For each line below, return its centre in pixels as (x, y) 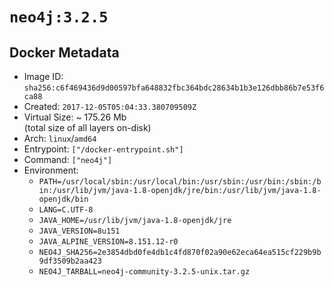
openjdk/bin (63, 199)
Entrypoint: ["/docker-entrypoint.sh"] (103, 149)
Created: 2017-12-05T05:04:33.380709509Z (110, 106)
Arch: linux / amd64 (60, 138)
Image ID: (43, 76)
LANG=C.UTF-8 (66, 210)
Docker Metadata (64, 52)
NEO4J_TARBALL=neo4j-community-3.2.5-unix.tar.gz (144, 272)
